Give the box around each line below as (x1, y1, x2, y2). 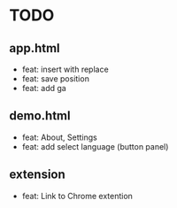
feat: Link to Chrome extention (21, 190, 133, 201)
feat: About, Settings (21, 132, 97, 143)
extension (9, 167, 66, 182)
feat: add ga (21, 83, 66, 93)
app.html (9, 41, 60, 56)
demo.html (9, 108, 71, 124)
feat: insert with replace (21, 64, 109, 74)
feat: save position (21, 73, 90, 84)
